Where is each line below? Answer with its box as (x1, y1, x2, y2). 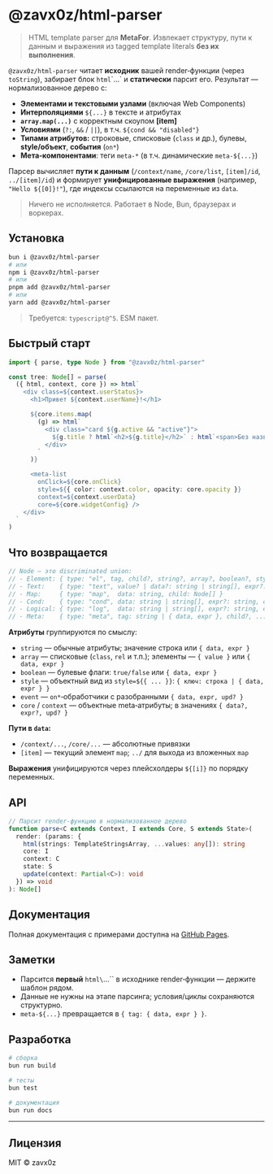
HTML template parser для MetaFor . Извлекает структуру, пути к (28, 33, 253, 42)
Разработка (8, 1033, 71, 1046)
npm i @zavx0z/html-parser (8, 268, 100, 276)
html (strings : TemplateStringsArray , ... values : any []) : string (23, 840, 245, 848)
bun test (8, 1084, 38, 1092)
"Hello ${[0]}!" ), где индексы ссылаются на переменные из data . (8, 183, 239, 193)
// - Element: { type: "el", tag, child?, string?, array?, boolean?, (8, 575, 253, 583)
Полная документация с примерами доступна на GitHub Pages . (8, 929, 230, 939)
